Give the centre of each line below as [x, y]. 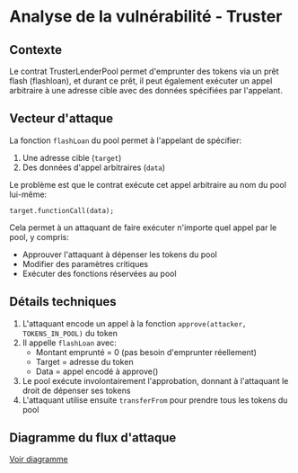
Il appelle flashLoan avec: [69, 343]
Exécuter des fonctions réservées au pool [99, 273]
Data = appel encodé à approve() [97, 371]
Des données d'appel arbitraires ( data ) [94, 167]
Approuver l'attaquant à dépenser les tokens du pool [120, 254]
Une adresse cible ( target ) [72, 157]
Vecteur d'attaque [61, 119]
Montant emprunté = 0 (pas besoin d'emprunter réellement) [146, 352]
